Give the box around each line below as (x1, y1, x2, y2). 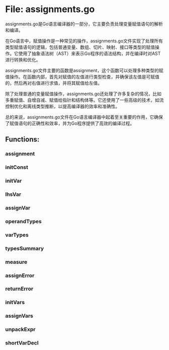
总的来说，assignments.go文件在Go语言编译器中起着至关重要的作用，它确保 (5, 114, 163, 120)
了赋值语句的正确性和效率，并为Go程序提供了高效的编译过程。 (5, 120, 135, 126)
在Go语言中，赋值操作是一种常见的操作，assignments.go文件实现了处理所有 (5, 38, 163, 44)
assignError (5, 272, 35, 279)
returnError (5, 286, 34, 293)
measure (5, 258, 28, 265)
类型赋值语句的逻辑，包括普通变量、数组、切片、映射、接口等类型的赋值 (5, 44, 155, 50)
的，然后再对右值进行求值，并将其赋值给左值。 (5, 80, 102, 86)
